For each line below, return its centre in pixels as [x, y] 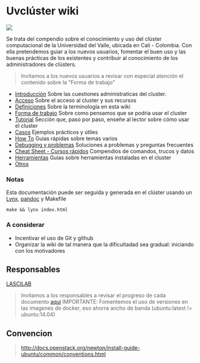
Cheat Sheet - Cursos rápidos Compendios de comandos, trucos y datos [104, 151]
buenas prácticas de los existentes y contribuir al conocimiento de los [92, 58]
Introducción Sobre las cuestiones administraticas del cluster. [90, 93]
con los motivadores [40, 250]
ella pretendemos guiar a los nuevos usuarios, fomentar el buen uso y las [96, 52]
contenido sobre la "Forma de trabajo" [68, 82]
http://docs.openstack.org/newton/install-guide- [80, 348]
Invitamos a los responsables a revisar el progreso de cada [93, 295]
